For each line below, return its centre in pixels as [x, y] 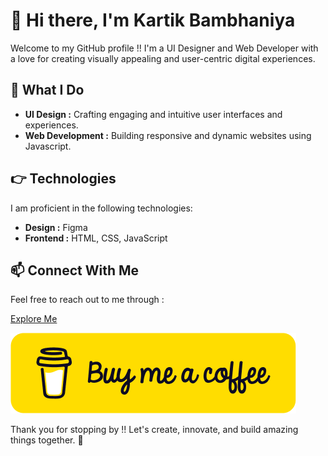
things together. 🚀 [47, 440]
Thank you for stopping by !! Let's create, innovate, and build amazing [154, 430]
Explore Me [34, 319]
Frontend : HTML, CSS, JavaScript [96, 238]
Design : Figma [56, 227]
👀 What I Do [47, 90]
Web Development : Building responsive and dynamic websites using [168, 135]
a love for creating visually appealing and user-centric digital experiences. [163, 58]
